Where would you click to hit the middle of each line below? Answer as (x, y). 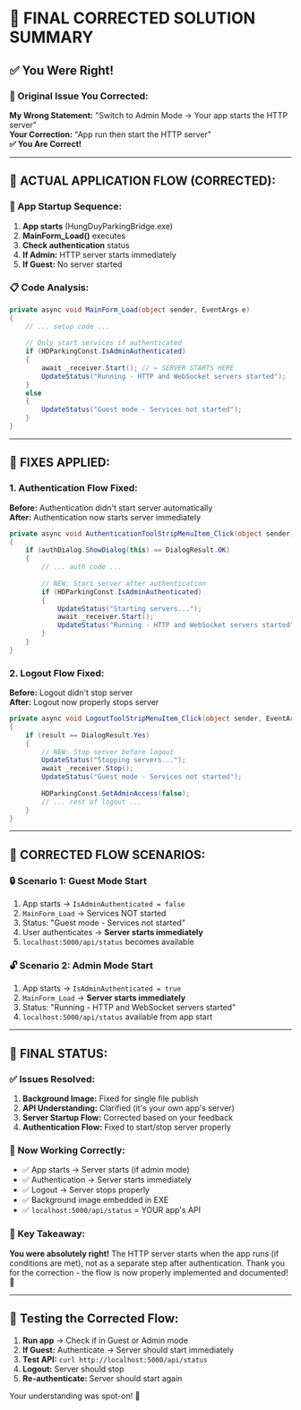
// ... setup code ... (68, 326)
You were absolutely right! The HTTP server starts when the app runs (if (144, 1253)
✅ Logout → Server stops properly (86, 1190)
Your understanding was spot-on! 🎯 (75, 1396)
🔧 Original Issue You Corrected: (79, 96)
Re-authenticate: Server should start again (102, 1378)
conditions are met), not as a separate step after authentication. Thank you (147, 1263)
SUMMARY (52, 37)
